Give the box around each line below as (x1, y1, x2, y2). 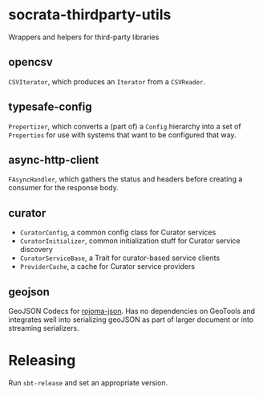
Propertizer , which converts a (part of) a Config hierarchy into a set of (8, 121, 242, 131)
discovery (19, 245, 54, 255)
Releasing (8, 352, 76, 370)
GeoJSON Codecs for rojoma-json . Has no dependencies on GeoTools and (8, 307, 255, 316)
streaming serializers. (8, 324, 79, 332)
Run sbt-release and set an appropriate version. (8, 377, 168, 387)
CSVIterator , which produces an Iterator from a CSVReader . (8, 76, 206, 86)
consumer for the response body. (8, 183, 119, 193)
